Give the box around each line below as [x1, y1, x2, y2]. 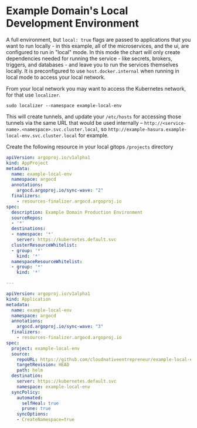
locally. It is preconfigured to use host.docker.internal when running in [6, 67, 180, 74]
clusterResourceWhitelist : [11, 242, 77, 248]
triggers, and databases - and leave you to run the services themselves [6, 61, 179, 68]
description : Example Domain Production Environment [11, 209, 143, 215]
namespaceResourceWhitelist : [11, 258, 83, 264]
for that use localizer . [6, 91, 60, 98]
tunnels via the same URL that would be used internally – [6, 119, 143, 126]
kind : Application [6, 296, 51, 302]
